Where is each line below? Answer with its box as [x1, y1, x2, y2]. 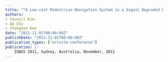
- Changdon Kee [5, 26, 37, 31]
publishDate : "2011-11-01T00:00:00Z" [5, 35, 84, 40]
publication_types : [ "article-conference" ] [5, 40, 97, 45]
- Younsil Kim [5, 16, 35, 21]
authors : [5, 12, 23, 17]
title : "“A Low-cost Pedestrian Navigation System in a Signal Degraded [5, 7, 160, 12]
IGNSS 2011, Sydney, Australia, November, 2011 [14, 49, 115, 54]
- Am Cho [5, 21, 23, 26]
